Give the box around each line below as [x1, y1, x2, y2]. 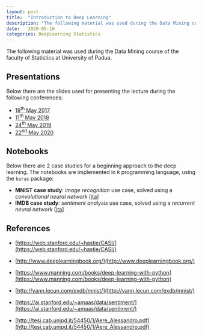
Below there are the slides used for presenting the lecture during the [6, 87, 176, 95]
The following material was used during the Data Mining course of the [6, 48, 179, 55]
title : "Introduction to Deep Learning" [6, 14, 112, 20]
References [6, 223, 50, 234]
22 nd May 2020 [14, 128, 54, 136]
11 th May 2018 [14, 113, 49, 121]
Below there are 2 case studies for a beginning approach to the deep [6, 162, 177, 169]
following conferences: [6, 94, 63, 101]
